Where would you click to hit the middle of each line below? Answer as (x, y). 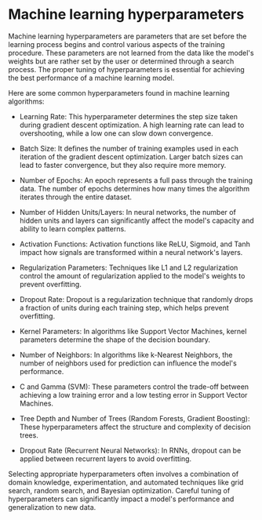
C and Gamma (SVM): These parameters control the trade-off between (134, 387)
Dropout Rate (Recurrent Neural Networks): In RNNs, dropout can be (130, 450)
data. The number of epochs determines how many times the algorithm (135, 188)
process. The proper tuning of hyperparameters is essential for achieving (126, 69)
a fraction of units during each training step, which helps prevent (124, 307)
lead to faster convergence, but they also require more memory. (123, 165)
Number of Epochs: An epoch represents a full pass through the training (136, 180)
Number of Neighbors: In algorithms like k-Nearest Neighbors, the (126, 355)
